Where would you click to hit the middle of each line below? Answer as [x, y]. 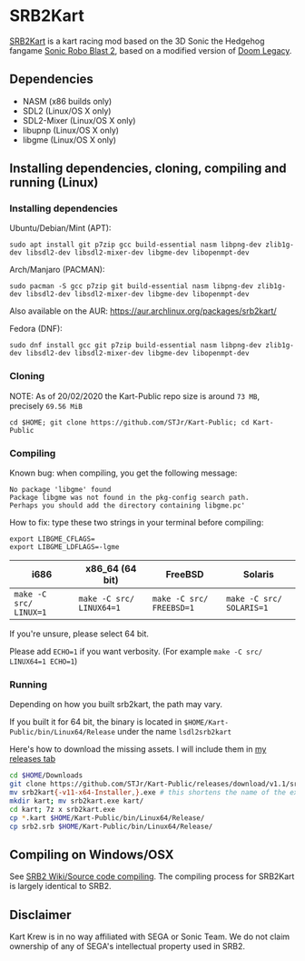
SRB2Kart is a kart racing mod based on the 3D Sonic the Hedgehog [137, 41]
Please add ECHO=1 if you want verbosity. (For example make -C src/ [136, 652]
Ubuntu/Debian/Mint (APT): [60, 228]
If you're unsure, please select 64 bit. [79, 634]
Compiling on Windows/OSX [92, 854]
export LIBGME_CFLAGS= [52, 539]
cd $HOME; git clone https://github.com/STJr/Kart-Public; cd [129, 422]
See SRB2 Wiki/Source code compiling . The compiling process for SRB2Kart [152, 876]
